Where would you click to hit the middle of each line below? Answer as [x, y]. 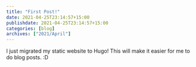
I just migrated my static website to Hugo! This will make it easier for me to [98, 51]
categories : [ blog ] [31, 28]
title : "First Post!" [33, 12]
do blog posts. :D [28, 57]
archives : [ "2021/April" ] [38, 34]
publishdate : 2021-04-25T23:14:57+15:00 [58, 23]
